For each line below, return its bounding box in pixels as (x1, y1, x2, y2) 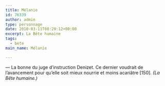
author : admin (5, 17, 36, 22)
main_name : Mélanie (5, 46, 47, 51)
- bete (10, 41, 24, 46)
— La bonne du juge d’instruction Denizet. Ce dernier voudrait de (5, 64, 143, 70)
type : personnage (5, 21, 43, 27)
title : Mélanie (5, 7, 38, 13)
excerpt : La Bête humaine (5, 31, 61, 36)
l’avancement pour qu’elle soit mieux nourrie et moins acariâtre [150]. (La (5, 70, 160, 76)
